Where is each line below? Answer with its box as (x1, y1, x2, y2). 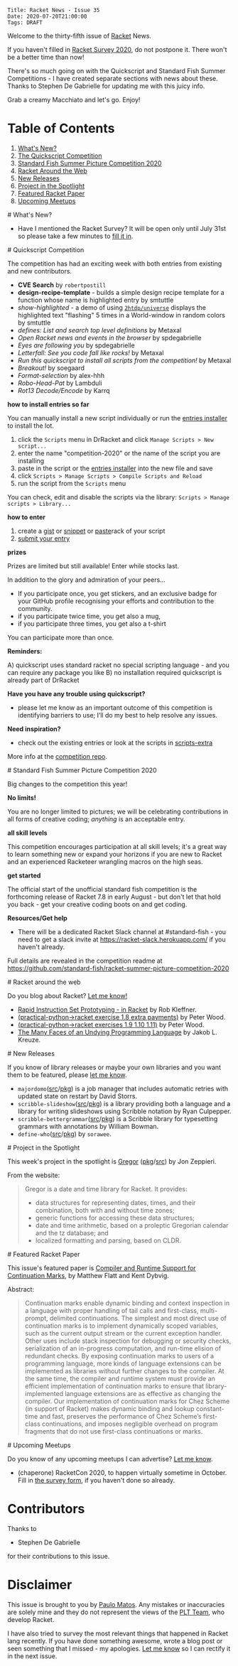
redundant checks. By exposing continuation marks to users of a (24, 1351, 215, 1360)
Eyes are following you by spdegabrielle (17, 341, 135, 350)
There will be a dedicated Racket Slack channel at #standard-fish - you (17, 927, 226, 936)
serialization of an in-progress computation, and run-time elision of (24, 1343, 222, 1353)
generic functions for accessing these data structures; (35, 1213, 195, 1222)
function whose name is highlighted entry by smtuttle (17, 296, 174, 304)
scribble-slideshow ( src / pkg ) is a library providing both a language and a (17, 1099, 231, 1108)
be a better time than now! (7, 53, 85, 61)
